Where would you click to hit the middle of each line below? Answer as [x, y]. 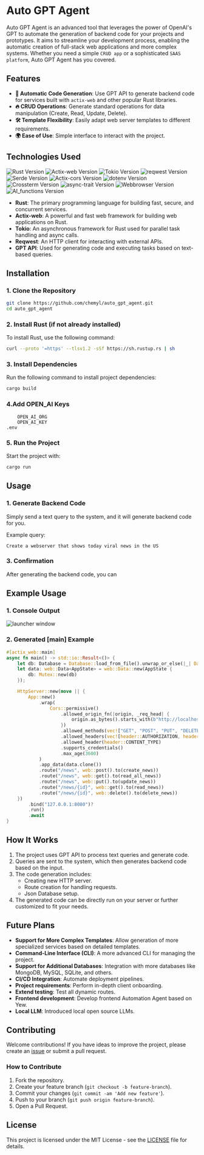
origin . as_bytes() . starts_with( [112, 720]
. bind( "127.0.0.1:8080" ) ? [61, 804]
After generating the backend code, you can [62, 574]
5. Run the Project [33, 443]
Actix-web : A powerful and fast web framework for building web [96, 216]
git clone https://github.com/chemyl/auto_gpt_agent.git [80, 303]
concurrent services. [41, 209]
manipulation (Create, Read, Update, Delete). [71, 113]
